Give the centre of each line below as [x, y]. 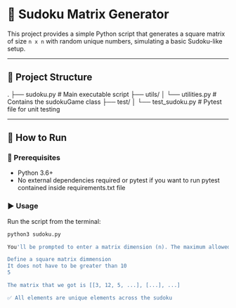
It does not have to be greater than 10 [67, 266]
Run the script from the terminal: [54, 221]
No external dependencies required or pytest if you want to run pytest [118, 180]
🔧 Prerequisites [34, 158]
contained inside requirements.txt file [71, 188]
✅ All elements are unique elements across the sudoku [90, 297]
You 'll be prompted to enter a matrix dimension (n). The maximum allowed [119, 247]
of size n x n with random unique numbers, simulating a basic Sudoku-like [115, 41]
